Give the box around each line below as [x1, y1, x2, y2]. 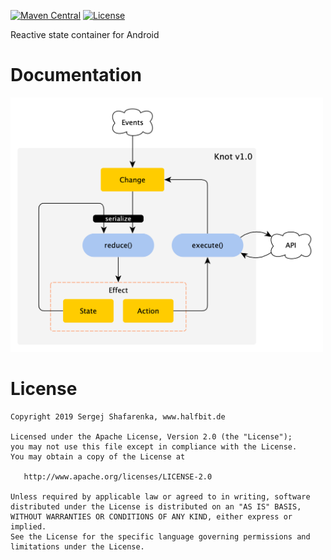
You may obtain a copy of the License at [10, 451, 186, 462]
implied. [10, 521, 47, 532]
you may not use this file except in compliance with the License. [10, 441, 298, 452]
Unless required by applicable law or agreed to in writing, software [10, 491, 311, 502]
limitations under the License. [10, 541, 145, 552]
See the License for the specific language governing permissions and [10, 531, 311, 542]
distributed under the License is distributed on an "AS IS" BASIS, [10, 501, 302, 512]
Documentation [10, 64, 143, 87]
